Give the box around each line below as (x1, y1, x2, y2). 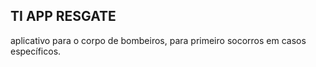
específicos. (10, 45, 62, 57)
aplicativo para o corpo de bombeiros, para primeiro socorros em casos (10, 34, 307, 46)
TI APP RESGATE (10, 8, 117, 25)
